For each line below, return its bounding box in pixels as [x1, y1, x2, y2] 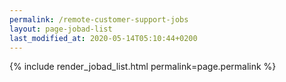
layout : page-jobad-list [9, 24, 113, 34]
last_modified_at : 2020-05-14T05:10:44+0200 [9, 33, 198, 43]
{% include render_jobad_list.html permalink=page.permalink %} [9, 61, 277, 73]
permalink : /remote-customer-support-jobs [9, 14, 189, 25]
